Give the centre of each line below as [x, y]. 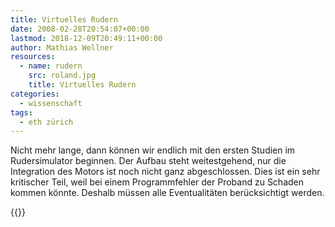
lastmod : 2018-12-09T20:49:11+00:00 [86, 38]
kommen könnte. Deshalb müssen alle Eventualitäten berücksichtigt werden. [167, 193]
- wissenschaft [51, 103]
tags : [21, 112]
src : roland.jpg [62, 76]
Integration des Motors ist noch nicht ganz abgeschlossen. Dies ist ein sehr [165, 172]
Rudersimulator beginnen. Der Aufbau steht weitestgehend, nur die [148, 161]
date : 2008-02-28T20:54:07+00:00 [80, 29]
